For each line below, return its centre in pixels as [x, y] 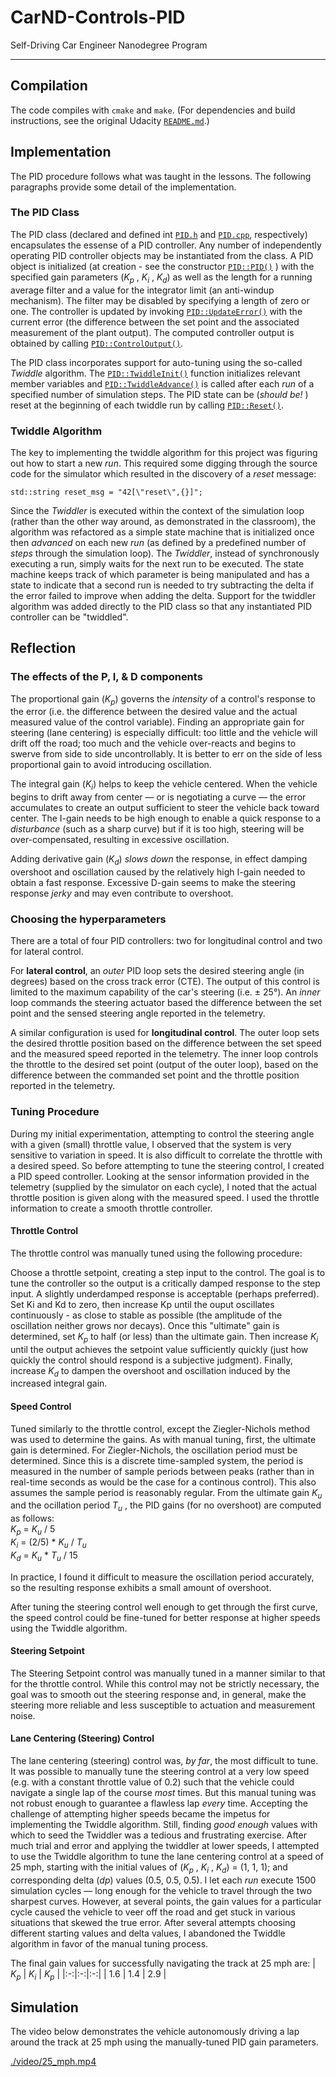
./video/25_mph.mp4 [53, 2062]
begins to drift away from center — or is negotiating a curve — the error [158, 797]
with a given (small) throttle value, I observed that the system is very [151, 1144]
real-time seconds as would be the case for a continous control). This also [163, 1482]
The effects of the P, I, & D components [106, 677]
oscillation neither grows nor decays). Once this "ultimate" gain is [145, 1325]
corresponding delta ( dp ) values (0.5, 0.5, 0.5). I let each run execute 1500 [163, 1880]
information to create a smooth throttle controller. [111, 1208]
